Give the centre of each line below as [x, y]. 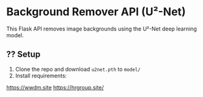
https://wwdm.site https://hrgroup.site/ [55, 87]
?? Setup [24, 55]
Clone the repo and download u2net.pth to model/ [78, 69]
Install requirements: [41, 76]
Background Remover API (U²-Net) [96, 12]
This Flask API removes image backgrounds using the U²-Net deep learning [102, 29]
